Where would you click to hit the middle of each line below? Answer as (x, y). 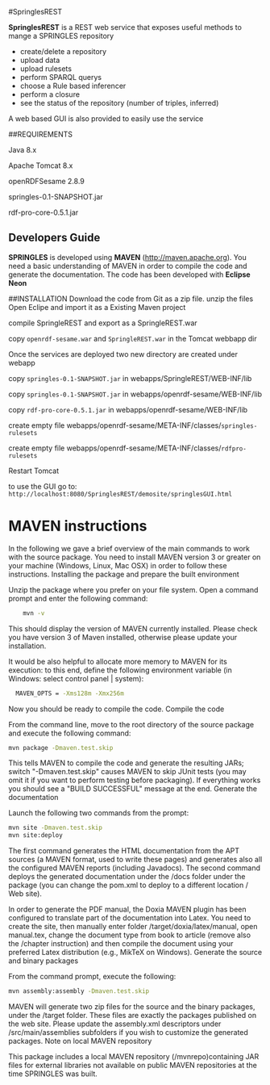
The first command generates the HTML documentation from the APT (124, 851)
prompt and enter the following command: (78, 598)
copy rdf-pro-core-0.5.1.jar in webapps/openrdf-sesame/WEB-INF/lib (128, 409)
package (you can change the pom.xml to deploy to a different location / (128, 885)
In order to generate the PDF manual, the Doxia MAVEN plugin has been (128, 909)
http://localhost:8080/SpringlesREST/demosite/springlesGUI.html (120, 494)
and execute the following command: (70, 733)
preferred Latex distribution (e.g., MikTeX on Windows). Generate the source (135, 953)
